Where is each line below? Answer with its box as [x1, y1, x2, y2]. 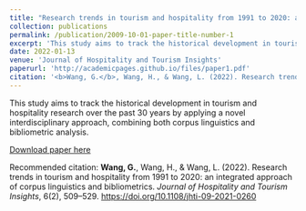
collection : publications [9, 22, 107, 31]
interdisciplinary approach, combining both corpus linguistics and [9, 116, 256, 127]
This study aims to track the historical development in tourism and [9, 97, 258, 108]
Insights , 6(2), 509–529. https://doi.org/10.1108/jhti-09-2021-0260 [9, 190, 257, 201]
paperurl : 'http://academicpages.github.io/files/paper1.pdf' [9, 65, 250, 74]
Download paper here [9, 144, 91, 155]
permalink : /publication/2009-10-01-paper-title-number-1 [9, 30, 234, 39]
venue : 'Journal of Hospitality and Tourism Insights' [9, 55, 222, 65]
